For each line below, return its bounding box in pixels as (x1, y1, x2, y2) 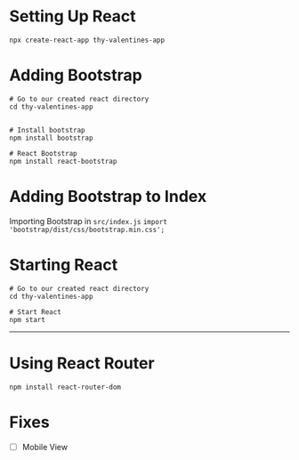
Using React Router (9, 353, 155, 373)
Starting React (9, 255, 118, 275)
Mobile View (21, 441, 69, 452)
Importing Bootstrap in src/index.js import (9, 215, 167, 226)
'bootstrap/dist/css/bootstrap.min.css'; (9, 225, 166, 234)
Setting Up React (9, 6, 136, 27)
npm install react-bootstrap (9, 157, 117, 165)
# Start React (9, 307, 62, 317)
